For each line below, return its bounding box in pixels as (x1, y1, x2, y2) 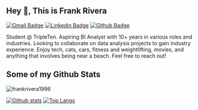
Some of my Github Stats (6, 70, 101, 80)
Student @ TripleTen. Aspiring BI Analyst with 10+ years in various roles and (6, 33, 193, 40)
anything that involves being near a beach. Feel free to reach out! (6, 52, 166, 59)
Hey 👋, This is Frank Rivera (6, 6, 107, 16)
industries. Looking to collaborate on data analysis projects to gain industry (6, 39, 191, 46)
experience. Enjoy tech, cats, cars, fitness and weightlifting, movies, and (6, 46, 184, 53)
